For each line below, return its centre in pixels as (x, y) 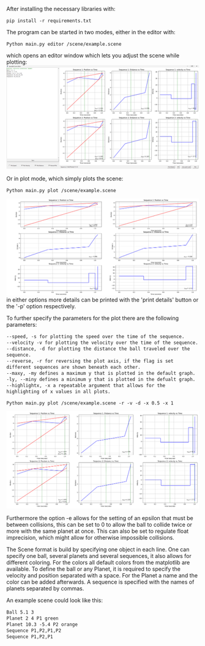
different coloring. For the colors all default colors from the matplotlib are (98, 562)
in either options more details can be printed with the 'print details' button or (102, 300)
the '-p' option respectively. (41, 306)
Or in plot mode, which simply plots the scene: (65, 178)
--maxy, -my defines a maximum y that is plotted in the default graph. (101, 373)
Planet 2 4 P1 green (33, 618)
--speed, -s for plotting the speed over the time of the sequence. (95, 337)
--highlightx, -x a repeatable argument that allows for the (86, 386)
